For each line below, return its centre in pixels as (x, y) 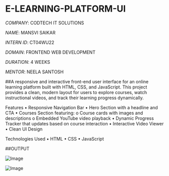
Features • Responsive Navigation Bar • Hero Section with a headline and (81, 107)
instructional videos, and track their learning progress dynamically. (74, 98)
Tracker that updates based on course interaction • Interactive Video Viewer (84, 123)
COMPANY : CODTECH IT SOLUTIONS (45, 23)
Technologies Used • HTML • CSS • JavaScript (55, 139)
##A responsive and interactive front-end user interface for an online (77, 81)
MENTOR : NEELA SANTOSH (35, 72)
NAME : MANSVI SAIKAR (30, 32)
